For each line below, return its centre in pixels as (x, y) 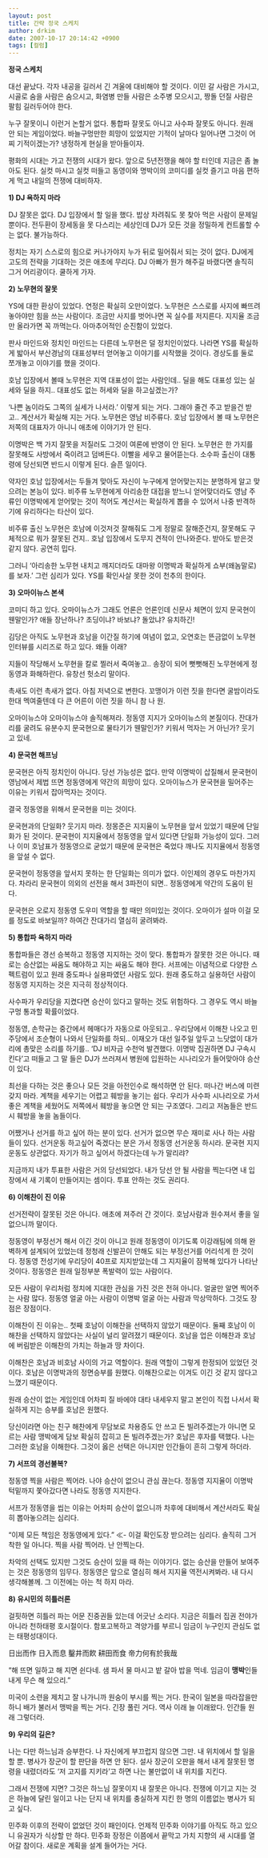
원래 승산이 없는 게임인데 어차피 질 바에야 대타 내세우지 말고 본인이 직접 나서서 (130, 1399)
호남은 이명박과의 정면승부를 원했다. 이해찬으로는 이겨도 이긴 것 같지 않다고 (142, 1373)
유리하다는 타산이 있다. (58, 512)
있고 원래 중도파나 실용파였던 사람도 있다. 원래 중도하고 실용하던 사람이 (146, 974)
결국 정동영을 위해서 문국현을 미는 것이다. (72, 809)
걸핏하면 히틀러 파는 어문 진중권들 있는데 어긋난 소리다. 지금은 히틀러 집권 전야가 (133, 1616)
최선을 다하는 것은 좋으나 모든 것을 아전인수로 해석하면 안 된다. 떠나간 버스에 (127, 1086)
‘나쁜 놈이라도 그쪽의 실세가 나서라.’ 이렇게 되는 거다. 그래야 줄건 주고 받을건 (126, 407)
